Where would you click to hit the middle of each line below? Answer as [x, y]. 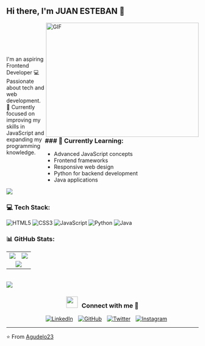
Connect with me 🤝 [110, 305]
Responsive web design [84, 167]
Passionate [20, 81]
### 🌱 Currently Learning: [84, 141]
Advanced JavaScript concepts [93, 154]
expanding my [24, 139]
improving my [23, 120]
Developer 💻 [23, 72]
